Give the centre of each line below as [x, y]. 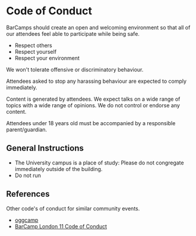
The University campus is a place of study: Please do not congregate [99, 163]
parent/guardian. [27, 129]
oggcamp [26, 220]
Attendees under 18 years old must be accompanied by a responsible [91, 123]
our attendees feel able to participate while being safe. [73, 33]
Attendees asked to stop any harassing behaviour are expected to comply [97, 81]
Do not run [28, 175]
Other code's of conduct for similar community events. [73, 208]
